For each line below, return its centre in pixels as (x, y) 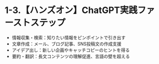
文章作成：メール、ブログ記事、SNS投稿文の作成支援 (67, 43)
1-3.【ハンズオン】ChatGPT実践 (71, 10)
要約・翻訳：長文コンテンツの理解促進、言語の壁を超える (71, 56)
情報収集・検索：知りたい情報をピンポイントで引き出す (69, 37)
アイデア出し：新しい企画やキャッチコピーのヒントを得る (71, 50)
